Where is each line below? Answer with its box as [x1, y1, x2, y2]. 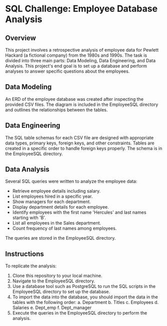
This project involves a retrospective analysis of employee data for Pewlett [5, 47, 159, 53]
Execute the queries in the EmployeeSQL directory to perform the [12, 310, 147, 316]
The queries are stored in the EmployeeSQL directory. [5, 235, 116, 241]
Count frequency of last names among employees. [12, 225, 117, 231]
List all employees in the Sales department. [12, 220, 101, 226]
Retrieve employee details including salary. [12, 188, 101, 194]
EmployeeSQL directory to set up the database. [12, 289, 110, 295]
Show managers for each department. [12, 199, 91, 205]
